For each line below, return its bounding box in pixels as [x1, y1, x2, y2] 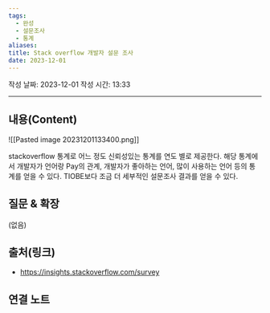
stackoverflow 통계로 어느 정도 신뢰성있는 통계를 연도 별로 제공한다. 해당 [8, 151, 237, 161]
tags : [8, 11, 27, 20]
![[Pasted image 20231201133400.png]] [8, 134, 140, 144]
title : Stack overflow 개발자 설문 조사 [8, 49, 134, 57]
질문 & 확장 [8, 197, 60, 211]
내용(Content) [8, 113, 78, 127]
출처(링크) [8, 246, 56, 259]
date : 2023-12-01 [8, 57, 67, 65]
